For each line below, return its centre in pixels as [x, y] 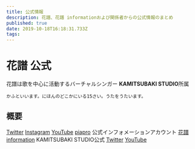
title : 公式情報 [25, 12]
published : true [27, 23]
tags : [13, 34]
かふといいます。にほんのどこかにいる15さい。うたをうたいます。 [76, 97]
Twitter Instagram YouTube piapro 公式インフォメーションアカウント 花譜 [97, 132]
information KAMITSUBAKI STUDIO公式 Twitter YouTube [77, 139]
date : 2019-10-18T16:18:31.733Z [47, 29]
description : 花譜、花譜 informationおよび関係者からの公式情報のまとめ [90, 17]
